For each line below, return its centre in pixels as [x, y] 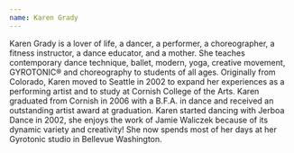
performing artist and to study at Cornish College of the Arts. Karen [134, 91]
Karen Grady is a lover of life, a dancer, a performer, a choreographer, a [142, 43]
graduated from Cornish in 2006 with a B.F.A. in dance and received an [142, 101]
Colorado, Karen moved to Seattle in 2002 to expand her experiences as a [147, 81]
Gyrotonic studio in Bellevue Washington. [86, 139]
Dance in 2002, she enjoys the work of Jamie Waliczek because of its [139, 120]
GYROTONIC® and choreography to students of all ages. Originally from [143, 72]
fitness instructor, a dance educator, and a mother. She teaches [127, 53]
